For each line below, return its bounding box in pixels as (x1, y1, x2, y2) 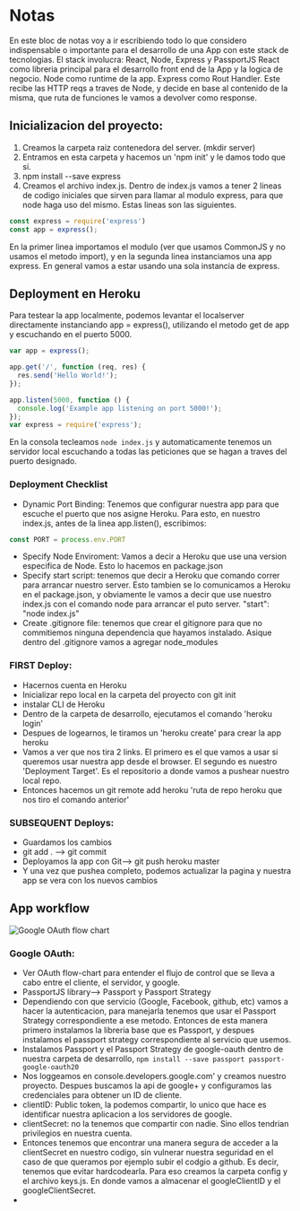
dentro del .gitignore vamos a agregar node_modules (21, 637, 219, 648)
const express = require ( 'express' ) (9, 216, 146, 225)
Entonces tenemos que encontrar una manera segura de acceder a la (21, 1137, 279, 1148)
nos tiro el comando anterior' (21, 794, 130, 805)
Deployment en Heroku (9, 286, 141, 301)
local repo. (21, 775, 63, 786)
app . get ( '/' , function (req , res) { (9, 362, 146, 372)
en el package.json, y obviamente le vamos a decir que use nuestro (21, 589, 271, 600)
